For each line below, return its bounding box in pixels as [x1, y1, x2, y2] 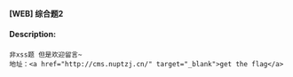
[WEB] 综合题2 [9, 8, 64, 19]
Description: [9, 29, 56, 40]
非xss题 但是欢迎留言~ [9, 50, 83, 59]
